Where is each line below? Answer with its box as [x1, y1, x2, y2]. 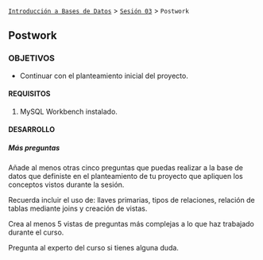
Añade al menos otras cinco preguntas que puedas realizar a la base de [8, 163, 244, 173]
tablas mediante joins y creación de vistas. [8, 204, 148, 213]
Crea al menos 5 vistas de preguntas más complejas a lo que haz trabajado [8, 219, 254, 229]
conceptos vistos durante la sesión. [8, 180, 125, 189]
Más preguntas [8, 143, 60, 153]
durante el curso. [8, 227, 64, 237]
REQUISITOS [8, 89, 51, 99]
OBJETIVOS [8, 52, 56, 64]
